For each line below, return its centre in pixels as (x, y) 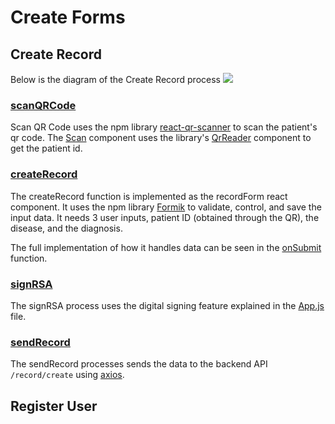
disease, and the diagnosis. (66, 228)
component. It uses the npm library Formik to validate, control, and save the (166, 207)
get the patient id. (46, 148)
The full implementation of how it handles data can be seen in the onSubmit (166, 247)
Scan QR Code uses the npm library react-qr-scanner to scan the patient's (164, 127)
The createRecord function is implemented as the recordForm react (149, 196)
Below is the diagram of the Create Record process (115, 79)
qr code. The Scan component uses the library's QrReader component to (161, 138)
